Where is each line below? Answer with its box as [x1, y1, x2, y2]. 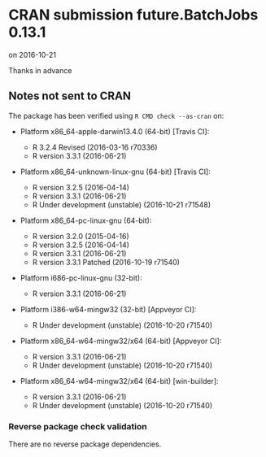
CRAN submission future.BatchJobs [8, 6, 259, 24]
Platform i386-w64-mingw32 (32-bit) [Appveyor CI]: [20, 304, 197, 314]
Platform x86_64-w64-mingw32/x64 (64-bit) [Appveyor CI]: [20, 336, 222, 346]
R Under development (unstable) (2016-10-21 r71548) [32, 199, 211, 209]
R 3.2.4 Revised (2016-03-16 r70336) [32, 142, 158, 152]
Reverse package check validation [8, 420, 148, 432]
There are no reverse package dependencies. [8, 439, 162, 449]
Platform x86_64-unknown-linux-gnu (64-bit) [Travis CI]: [20, 167, 211, 176]
